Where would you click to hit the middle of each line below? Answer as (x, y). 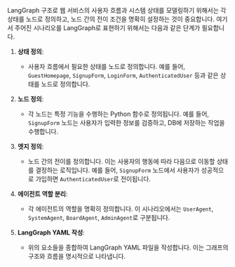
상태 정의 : (31, 52)
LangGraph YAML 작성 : (51, 233)
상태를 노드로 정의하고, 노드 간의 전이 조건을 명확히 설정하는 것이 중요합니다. (111, 19)
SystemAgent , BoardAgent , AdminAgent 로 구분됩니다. (99, 217)
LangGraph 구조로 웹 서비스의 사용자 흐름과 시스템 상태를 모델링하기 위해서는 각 (117, 10)
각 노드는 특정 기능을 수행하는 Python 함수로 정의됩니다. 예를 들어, (118, 114)
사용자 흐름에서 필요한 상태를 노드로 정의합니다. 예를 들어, (107, 66)
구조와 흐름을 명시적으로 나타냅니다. (77, 256)
